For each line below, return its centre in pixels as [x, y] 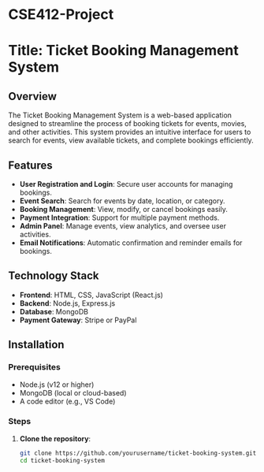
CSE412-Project [61, 15]
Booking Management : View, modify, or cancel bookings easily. [124, 209]
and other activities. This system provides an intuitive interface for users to [130, 132]
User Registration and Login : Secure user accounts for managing [126, 184]
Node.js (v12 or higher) [57, 385]
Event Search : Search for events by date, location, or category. [122, 201]
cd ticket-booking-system [62, 460]
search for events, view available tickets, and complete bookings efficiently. [131, 140]
